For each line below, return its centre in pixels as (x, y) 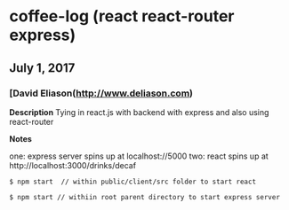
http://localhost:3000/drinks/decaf (72, 165)
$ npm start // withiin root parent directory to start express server (144, 197)
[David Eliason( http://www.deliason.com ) (101, 93)
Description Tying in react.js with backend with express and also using (139, 112)
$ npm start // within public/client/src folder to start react (132, 182)
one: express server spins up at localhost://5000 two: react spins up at (139, 156)
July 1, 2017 (42, 68)
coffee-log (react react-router (122, 16)
